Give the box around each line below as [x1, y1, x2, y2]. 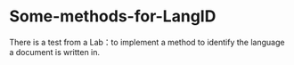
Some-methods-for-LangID [9, 6, 216, 27]
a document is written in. [9, 46, 101, 57]
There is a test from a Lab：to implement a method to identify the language [9, 37, 285, 47]
